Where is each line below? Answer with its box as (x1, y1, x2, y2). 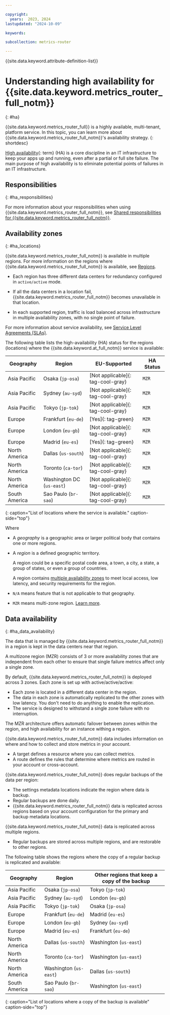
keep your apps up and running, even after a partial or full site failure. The (5, 155, 159, 161)
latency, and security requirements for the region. (12, 580, 116, 586)
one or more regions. (12, 540, 57, 546)
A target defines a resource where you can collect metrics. (12, 751, 135, 757)
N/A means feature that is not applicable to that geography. (12, 590, 135, 596)
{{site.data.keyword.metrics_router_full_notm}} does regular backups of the (5, 771, 163, 777)
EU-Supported (95, 360, 132, 367)
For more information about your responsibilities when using (5, 204, 131, 210)
